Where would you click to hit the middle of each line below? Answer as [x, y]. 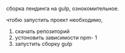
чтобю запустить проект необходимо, [54, 20]
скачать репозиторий [42, 31]
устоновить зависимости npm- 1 [56, 37]
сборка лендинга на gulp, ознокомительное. [62, 9]
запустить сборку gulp [43, 44]
